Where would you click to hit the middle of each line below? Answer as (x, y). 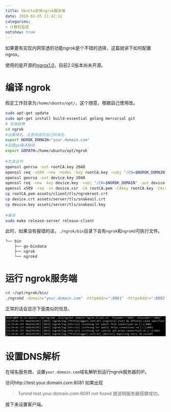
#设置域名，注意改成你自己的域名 (35, 135)
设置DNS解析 (33, 357)
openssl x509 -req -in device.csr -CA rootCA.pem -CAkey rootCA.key (79, 189)
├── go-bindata (31, 247)
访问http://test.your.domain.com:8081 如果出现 (54, 383)
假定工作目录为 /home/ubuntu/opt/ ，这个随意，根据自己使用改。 (72, 103)
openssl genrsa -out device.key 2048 (45, 178)
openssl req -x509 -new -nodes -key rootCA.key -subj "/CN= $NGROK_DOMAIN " (86, 172)
